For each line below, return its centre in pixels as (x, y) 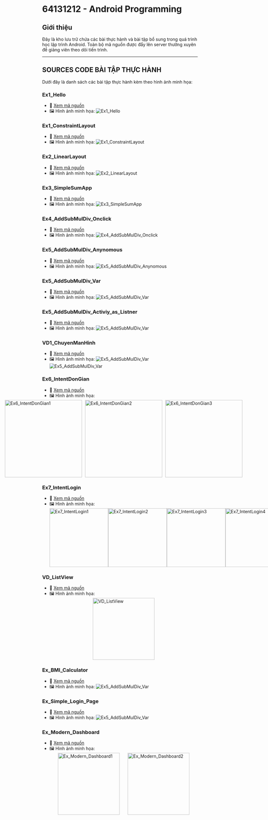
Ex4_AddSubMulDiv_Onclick (77, 219)
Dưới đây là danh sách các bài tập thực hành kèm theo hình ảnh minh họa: (117, 82)
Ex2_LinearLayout (64, 157)
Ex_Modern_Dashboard (71, 732)
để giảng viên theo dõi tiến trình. (75, 50)
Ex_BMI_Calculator (65, 670)
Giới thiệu (57, 27)
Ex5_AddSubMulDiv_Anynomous (82, 250)
